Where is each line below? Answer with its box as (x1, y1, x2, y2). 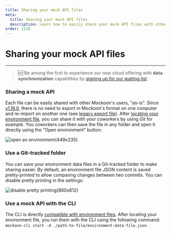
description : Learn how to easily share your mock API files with (10, 21, 154, 27)
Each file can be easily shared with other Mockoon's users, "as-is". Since (5, 100, 159, 106)
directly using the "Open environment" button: (5, 127, 102, 133)
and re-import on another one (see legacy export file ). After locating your (5, 110, 159, 117)
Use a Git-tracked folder (5, 150, 66, 157)
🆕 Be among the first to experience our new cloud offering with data (17, 70, 163, 76)
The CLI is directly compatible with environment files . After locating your (5, 211, 157, 217)
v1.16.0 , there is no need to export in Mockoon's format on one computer (5, 105, 157, 111)
